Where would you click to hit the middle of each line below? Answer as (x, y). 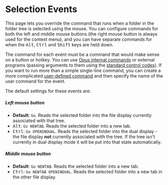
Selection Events (41, 9)
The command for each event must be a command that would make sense (82, 54)
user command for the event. (35, 81)
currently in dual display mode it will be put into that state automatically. (87, 142)
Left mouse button (25, 102)
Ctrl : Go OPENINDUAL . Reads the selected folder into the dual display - (85, 131)
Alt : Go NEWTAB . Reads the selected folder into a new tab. (72, 126)
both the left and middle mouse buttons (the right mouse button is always (81, 34)
